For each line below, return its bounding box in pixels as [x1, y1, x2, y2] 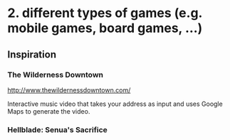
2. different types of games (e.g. [7, 5, 203, 21]
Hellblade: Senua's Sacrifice [7, 124, 108, 134]
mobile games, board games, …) [7, 20, 203, 36]
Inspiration [7, 48, 57, 60]
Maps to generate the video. [7, 107, 90, 115]
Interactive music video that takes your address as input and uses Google [7, 99, 223, 108]
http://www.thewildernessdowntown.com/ [7, 85, 131, 94]
